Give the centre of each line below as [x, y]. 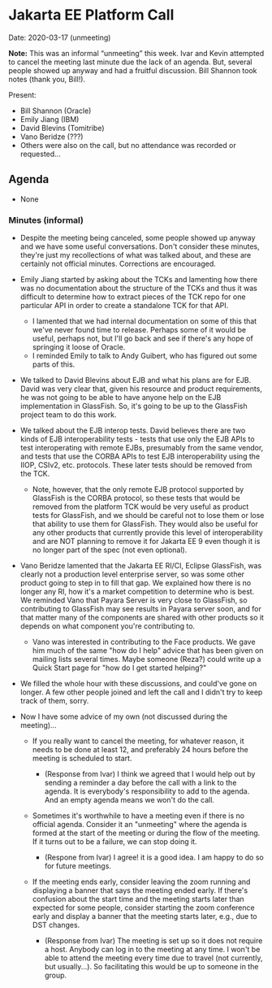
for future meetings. [78, 866]
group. [56, 975]
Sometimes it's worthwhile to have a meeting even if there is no [138, 816]
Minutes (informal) [46, 220]
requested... [40, 154]
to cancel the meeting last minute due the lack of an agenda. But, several [130, 62]
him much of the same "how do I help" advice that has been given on [148, 651]
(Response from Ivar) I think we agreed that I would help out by [150, 774]
